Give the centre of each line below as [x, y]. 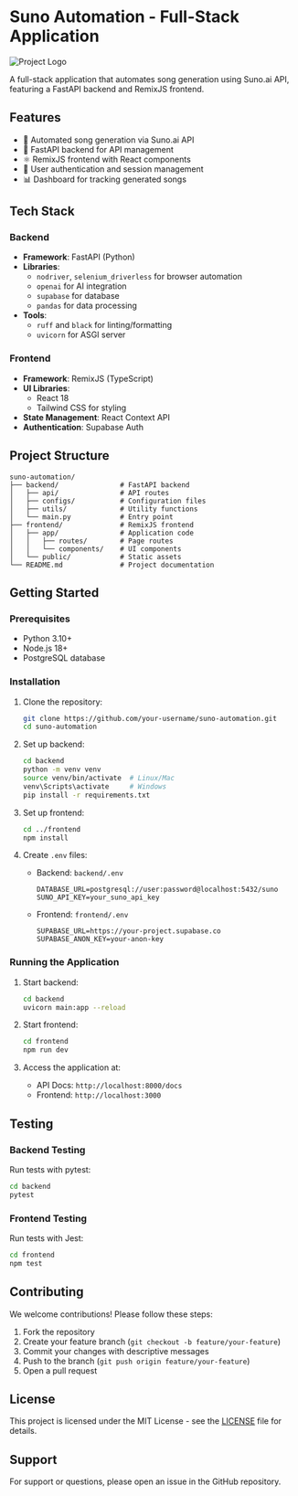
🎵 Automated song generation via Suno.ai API [108, 140]
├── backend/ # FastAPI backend [100, 485]
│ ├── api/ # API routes [90, 493]
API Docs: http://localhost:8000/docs [109, 1086]
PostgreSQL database [64, 658]
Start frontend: [50, 1024]
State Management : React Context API [96, 417]
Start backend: [51, 982]
